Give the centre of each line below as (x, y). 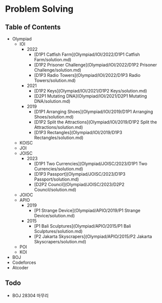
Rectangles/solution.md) (59, 138)
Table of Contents (33, 27)
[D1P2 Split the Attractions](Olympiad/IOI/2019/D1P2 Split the (96, 122)
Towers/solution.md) (55, 80)
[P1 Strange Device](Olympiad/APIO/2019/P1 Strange (87, 210)
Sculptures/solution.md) (58, 231)
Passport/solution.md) (57, 179)
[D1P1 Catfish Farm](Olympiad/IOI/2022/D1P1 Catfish (87, 54)
